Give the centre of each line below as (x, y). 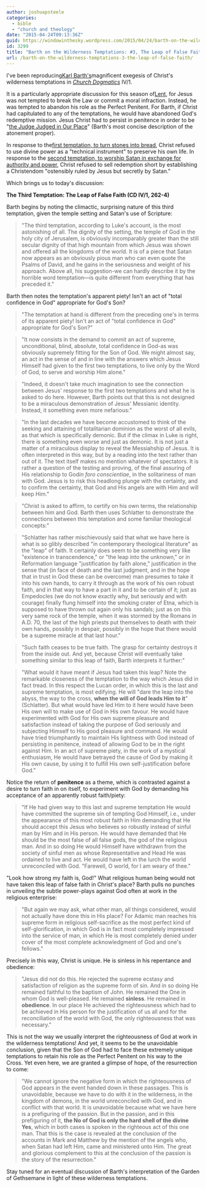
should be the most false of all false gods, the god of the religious (104, 839)
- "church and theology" (44, 29)
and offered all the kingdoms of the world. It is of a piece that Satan (106, 251)
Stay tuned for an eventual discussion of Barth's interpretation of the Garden (103, 1171)
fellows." (32, 948)
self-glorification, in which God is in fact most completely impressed (108, 929)
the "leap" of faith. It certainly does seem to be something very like (106, 550)
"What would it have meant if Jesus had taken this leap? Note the (104, 672)
